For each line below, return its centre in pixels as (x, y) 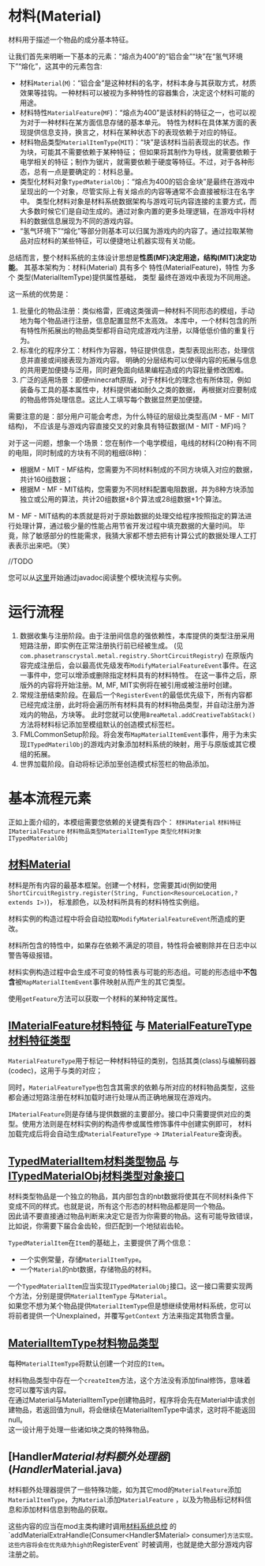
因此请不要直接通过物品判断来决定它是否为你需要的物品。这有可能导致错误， (132, 1217)
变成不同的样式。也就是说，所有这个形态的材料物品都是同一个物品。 (119, 1206)
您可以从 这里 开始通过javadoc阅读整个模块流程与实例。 (97, 577)
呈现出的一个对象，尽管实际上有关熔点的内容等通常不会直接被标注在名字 (137, 191)
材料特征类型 (39, 1041)
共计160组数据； (46, 479)
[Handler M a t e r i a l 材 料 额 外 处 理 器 (88, 1457)
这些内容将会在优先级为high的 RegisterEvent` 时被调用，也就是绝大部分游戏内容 (131, 1544)
